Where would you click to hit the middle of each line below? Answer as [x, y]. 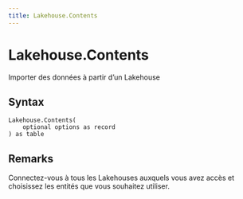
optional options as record [69, 127]
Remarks [31, 159]
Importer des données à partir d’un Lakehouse [84, 77]
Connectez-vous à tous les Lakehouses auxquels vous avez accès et [121, 178]
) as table [26, 135]
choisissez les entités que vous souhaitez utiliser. [89, 186]
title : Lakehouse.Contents [53, 16]
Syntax [26, 101]
